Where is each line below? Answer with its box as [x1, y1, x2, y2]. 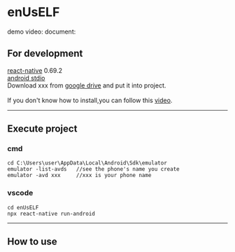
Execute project [7, 123, 78, 135]
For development [7, 48, 83, 59]
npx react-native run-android [7, 210, 96, 217]
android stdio [7, 73, 45, 82]
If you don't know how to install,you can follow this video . [7, 96, 173, 104]
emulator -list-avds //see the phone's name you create [7, 166, 180, 173]
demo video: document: [7, 27, 76, 36]
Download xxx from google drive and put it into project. [7, 81, 166, 90]
